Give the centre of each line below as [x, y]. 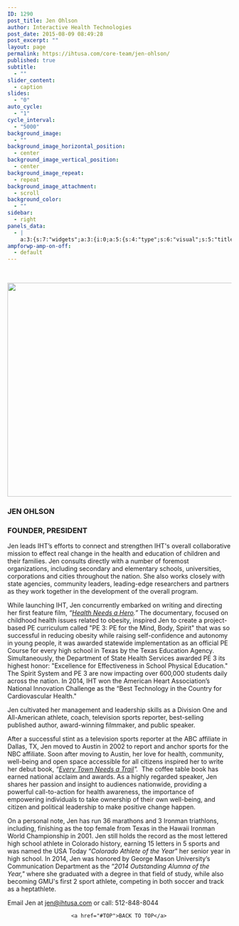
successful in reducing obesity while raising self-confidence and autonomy [118, 636]
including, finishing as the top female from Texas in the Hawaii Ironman [111, 828]
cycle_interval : [31, 120]
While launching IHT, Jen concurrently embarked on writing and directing [115, 605]
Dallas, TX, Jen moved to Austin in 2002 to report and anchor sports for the [118, 746]
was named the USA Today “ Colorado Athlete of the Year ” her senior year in [119, 851]
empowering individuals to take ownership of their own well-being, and [111, 800]
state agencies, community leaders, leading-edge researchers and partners [118, 584]
